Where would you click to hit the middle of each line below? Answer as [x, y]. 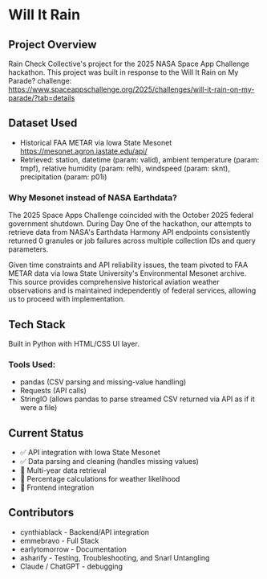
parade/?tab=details [42, 98]
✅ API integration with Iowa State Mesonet [90, 453]
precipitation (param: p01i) [63, 177]
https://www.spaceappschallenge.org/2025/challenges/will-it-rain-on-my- [131, 89]
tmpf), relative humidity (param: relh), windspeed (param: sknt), [125, 168]
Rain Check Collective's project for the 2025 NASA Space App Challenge [129, 64]
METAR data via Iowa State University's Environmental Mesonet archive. [127, 273]
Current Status [46, 433]
